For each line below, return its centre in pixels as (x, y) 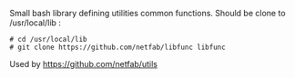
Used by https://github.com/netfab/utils (83, 64)
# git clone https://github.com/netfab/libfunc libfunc (117, 47)
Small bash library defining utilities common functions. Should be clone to (147, 13)
